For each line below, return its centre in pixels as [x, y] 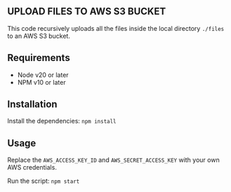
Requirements [39, 58]
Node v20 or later [43, 75]
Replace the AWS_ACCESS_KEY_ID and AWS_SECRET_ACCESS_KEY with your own [113, 160]
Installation [32, 104]
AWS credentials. [32, 167]
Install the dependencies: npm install [62, 121]
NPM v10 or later [41, 82]
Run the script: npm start [44, 181]
